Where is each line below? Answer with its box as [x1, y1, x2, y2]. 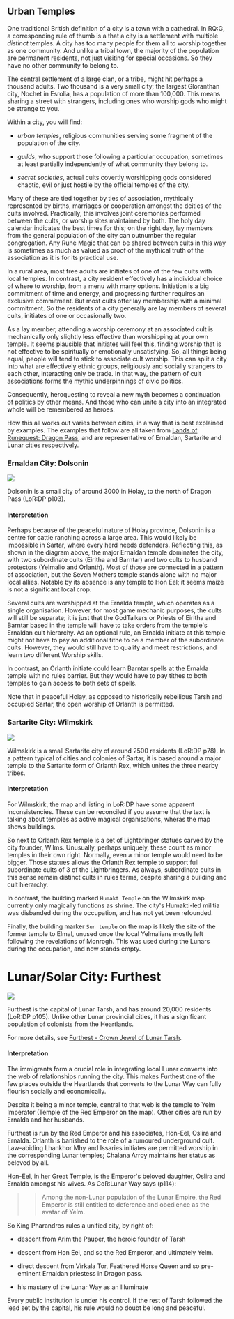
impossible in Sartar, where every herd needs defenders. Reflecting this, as [7, 541, 223, 550]
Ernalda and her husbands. [7, 1115, 85, 1124]
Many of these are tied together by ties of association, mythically [7, 194, 194, 202]
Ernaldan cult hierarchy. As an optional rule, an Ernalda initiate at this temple [7, 628, 226, 637]
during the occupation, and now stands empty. [7, 944, 141, 953]
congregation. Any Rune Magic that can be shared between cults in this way [7, 239, 226, 247]
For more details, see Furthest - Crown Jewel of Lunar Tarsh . [7, 1033, 182, 1041]
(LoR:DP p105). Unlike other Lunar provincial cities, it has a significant [7, 1012, 207, 1020]
